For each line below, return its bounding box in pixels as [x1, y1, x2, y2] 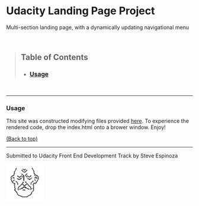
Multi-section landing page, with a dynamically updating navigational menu [6, 24, 190, 31]
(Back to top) [6, 135, 38, 142]
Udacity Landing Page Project [6, 4, 155, 18]
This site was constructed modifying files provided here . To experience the [6, 117, 190, 124]
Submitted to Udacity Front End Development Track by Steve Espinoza [6, 152, 178, 159]
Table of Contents [20, 52, 88, 63]
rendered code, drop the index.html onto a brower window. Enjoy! [6, 123, 166, 131]
